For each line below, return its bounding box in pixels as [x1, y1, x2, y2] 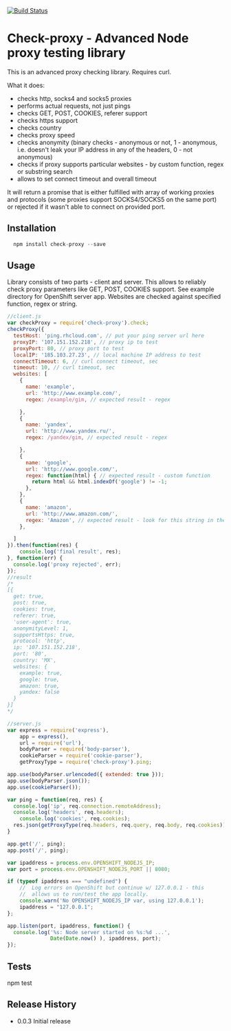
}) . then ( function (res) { [7, 542, 78, 549]
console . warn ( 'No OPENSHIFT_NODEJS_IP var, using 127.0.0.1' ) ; [19, 897, 205, 905]
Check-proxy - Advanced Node [7, 31, 189, 46]
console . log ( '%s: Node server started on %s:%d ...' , [13, 929, 170, 936]
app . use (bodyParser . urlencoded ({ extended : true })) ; [7, 771, 165, 778]
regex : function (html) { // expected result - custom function [25, 472, 211, 479]
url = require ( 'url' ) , [19, 739, 85, 747]
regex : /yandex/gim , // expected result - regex [25, 434, 168, 441]
